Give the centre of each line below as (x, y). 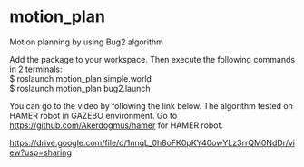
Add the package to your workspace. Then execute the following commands (152, 59)
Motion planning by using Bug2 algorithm (86, 42)
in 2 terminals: (36, 69)
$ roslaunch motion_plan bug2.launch (80, 88)
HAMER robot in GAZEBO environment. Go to (93, 115)
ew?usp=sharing (41, 152)
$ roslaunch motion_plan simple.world (81, 78)
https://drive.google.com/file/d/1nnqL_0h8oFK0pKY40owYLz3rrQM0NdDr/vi (152, 142)
